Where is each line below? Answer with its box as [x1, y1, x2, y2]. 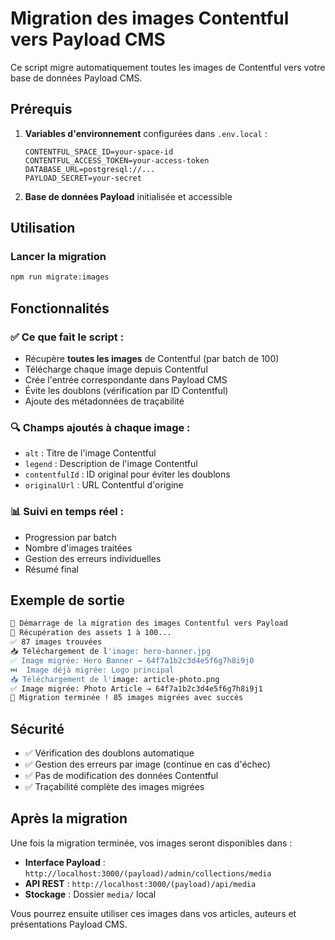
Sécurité [10, 720, 65, 737]
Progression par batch [24, 531, 117, 543]
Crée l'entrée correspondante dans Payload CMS [24, 374, 228, 386]
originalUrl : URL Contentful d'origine [24, 479, 184, 491]
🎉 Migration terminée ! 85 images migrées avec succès [10, 693, 244, 703]
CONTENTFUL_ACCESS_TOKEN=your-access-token [24, 155, 210, 166]
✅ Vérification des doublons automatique [24, 747, 195, 759]
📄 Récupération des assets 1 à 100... [10, 628, 172, 638]
